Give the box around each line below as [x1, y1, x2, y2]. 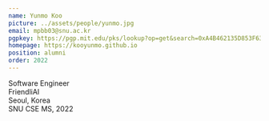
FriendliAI [8, 87, 40, 96]
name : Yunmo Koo [8, 11, 62, 20]
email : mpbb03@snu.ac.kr [8, 26, 91, 34]
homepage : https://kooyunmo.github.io [8, 42, 138, 50]
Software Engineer [8, 78, 70, 88]
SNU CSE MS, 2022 [8, 103, 74, 113]
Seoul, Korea [8, 95, 50, 105]
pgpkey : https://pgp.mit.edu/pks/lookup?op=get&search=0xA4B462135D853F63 [8, 34, 263, 42]
